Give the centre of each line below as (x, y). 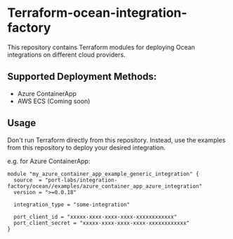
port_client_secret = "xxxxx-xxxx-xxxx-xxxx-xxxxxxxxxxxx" (102, 223)
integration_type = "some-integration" (72, 205)
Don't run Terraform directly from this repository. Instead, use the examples (116, 140)
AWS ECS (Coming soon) (54, 101)
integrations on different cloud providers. (67, 55)
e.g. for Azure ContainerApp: (49, 161)
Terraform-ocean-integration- (97, 13)
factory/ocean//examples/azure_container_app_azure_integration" (105, 186)
